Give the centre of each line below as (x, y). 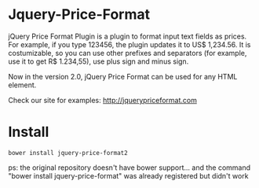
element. (22, 85)
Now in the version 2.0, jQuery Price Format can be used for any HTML (123, 76)
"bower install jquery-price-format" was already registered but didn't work (128, 175)
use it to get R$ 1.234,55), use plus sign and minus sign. (98, 61)
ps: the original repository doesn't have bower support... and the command (129, 168)
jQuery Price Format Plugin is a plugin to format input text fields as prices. (128, 36)
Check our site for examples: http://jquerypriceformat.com (103, 100)
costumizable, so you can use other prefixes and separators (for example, (128, 53)
